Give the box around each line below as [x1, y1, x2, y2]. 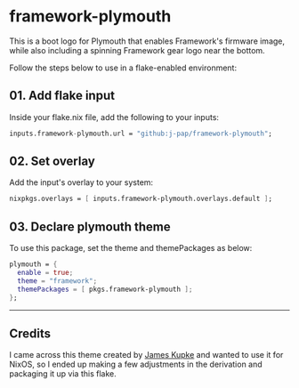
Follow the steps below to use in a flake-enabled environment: [9, 62, 238, 73]
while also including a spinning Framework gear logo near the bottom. [9, 44, 265, 55]
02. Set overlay [9, 154, 95, 169]
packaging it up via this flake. [9, 368, 117, 379]
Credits [9, 326, 52, 341]
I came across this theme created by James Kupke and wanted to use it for [9, 350, 284, 360]
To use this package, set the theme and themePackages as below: [9, 243, 253, 254]
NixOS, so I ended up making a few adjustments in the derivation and [9, 359, 263, 370]
